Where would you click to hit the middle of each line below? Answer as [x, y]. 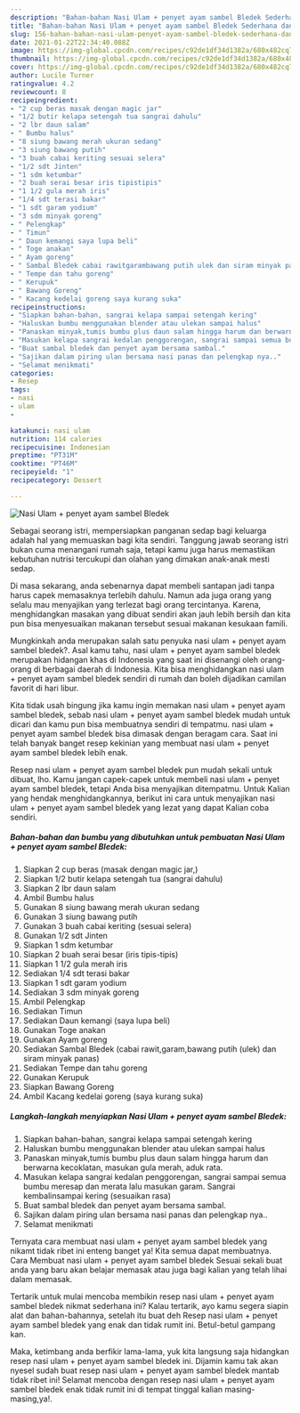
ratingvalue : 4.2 [42, 84]
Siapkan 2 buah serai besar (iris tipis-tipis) [101, 954]
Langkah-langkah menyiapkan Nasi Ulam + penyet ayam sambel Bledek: [149, 1117]
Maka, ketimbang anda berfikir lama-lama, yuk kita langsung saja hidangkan [150, 1351]
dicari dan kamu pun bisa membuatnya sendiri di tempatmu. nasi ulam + [142, 724]
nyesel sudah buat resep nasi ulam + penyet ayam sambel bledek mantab [145, 1370]
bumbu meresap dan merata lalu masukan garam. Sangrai [129, 1186]
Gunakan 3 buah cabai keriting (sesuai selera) [107, 925]
